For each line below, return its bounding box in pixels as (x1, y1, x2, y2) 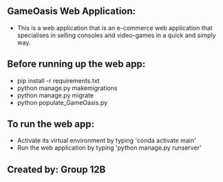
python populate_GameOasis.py (17, 98, 108, 106)
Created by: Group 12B (7, 163, 106, 175)
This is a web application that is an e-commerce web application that (17, 23, 213, 32)
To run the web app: (7, 118, 95, 130)
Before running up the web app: (7, 58, 146, 70)
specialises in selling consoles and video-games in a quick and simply (17, 31, 216, 39)
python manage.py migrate (17, 91, 94, 99)
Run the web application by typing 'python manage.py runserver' (17, 144, 202, 152)
